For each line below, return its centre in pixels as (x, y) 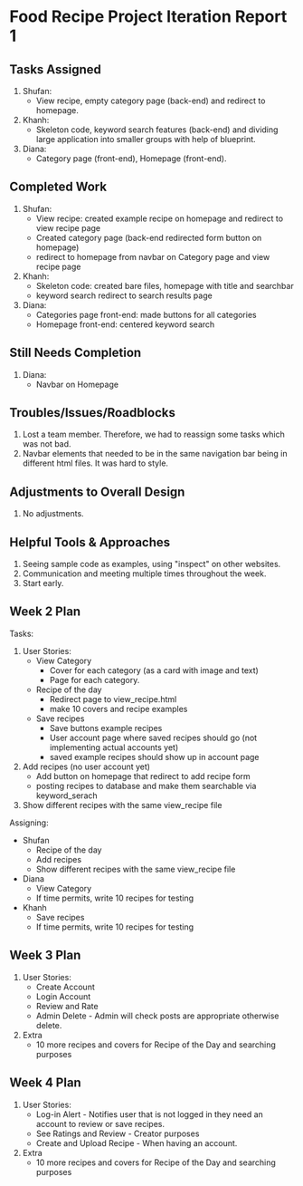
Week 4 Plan (45, 1083)
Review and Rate (67, 1006)
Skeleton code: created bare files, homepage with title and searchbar (165, 285)
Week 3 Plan (45, 955)
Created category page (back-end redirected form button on (149, 237)
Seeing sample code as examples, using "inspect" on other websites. (151, 564)
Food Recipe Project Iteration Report (148, 17)
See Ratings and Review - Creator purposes (118, 1133)
